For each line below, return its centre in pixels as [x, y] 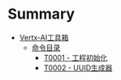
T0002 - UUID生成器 [78, 67]
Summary [41, 14]
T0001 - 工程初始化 [76, 57]
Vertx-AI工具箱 [44, 37]
